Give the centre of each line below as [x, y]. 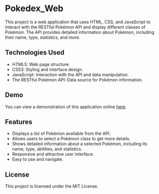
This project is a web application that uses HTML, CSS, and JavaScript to [78, 22]
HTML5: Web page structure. [41, 64]
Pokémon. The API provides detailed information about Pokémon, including [80, 32]
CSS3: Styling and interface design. [47, 69]
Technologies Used [35, 53]
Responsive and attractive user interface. [53, 154]
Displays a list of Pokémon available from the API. [61, 133]
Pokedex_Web [34, 8]
